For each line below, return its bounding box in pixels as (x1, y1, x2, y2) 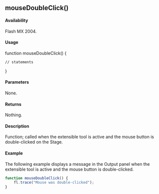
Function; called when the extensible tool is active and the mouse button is (5, 134, 154, 140)
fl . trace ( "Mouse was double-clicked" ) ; (14, 180, 95, 185)
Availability (5, 17, 28, 23)
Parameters (5, 79, 29, 85)
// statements (5, 59, 34, 65)
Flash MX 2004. (5, 28, 37, 34)
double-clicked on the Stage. (5, 139, 63, 145)
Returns (5, 101, 22, 107)
